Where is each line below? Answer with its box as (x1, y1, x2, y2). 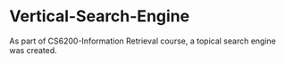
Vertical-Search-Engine (9, 6, 190, 27)
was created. (9, 44, 58, 55)
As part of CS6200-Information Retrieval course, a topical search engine (9, 35, 277, 46)
